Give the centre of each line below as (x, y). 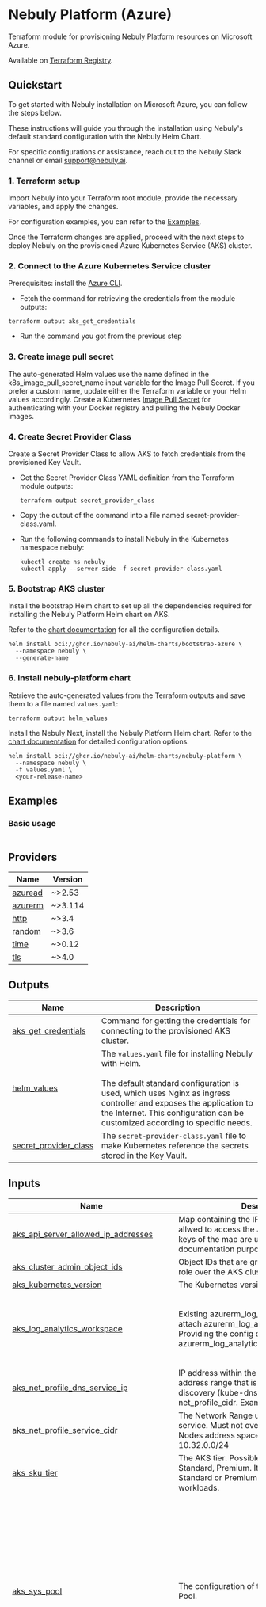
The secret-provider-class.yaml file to (174, 1136)
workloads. (199, 1487)
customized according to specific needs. (177, 1122)
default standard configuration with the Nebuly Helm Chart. (105, 136)
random (27, 931)
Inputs (25, 1184)
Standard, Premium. (215, 1468)
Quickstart (35, 85)
